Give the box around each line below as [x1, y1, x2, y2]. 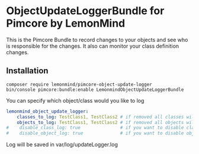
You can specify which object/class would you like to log [6, 97, 145, 104]
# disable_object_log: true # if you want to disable [6, 130, 184, 136]
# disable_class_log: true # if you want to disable [6, 125, 184, 131]
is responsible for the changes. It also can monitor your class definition [6, 42, 179, 50]
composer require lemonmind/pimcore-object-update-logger [6, 81, 152, 87]
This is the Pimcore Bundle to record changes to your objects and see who [6, 36, 188, 43]
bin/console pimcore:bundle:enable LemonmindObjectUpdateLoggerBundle [6, 87, 184, 93]
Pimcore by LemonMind [6, 17, 126, 30]
